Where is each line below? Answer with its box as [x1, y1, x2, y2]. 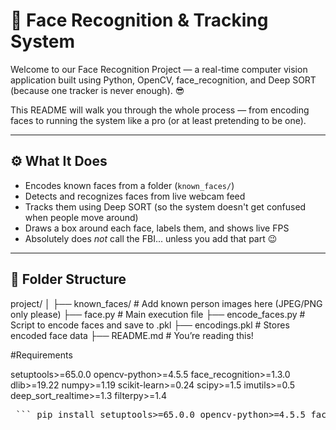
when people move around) [24, 211, 139, 223]
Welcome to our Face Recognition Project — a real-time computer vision [10, 63, 308, 75]
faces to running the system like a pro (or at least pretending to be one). [10, 114, 307, 126]
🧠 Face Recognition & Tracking [10, 9, 269, 32]
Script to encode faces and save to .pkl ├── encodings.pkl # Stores [10, 319, 290, 331]
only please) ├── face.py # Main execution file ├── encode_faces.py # [10, 308, 306, 320]
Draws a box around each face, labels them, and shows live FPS [24, 222, 290, 234]
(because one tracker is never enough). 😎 [10, 84, 185, 96]
